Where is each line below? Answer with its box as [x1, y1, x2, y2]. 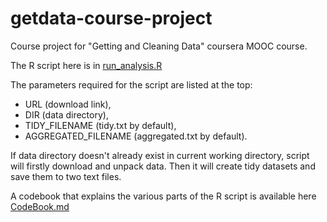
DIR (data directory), [24, 108, 109, 121]
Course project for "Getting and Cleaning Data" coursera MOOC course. [10, 40, 308, 52]
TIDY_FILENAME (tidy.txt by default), [24, 119, 177, 131]
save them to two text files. [10, 170, 122, 182]
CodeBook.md [10, 200, 70, 212]
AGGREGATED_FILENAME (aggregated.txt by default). [24, 130, 248, 142]
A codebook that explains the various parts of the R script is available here [10, 190, 317, 202]
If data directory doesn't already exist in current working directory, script [10, 149, 310, 161]
